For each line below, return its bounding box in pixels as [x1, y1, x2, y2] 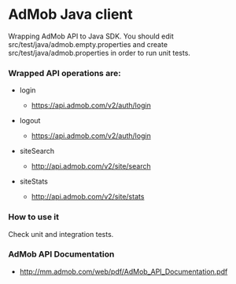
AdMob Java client [8, 5, 134, 24]
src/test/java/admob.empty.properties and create [8, 39, 168, 49]
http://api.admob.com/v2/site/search [31, 162, 151, 171]
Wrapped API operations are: [8, 67, 121, 78]
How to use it [8, 212, 59, 223]
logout [19, 116, 41, 126]
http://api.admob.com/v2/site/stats [31, 192, 145, 202]
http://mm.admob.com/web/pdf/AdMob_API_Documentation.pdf [19, 267, 228, 276]
